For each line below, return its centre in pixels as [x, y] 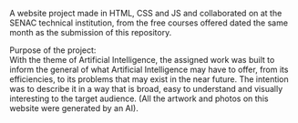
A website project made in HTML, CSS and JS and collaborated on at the [146, 13]
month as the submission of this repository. [91, 32]
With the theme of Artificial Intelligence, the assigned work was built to [142, 60]
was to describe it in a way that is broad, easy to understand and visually [146, 89]
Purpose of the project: [53, 50]
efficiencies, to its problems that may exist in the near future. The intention [149, 79]
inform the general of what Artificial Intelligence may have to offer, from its [149, 69]
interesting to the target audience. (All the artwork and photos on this [139, 98]
